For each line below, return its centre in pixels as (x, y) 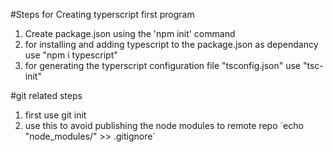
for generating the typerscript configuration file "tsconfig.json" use (163, 65)
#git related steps (46, 95)
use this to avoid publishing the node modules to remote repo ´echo (164, 125)
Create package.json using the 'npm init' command (130, 33)
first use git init (55, 115)
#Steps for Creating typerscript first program (102, 14)
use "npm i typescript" (71, 55)
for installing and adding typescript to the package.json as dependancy (171, 44)
